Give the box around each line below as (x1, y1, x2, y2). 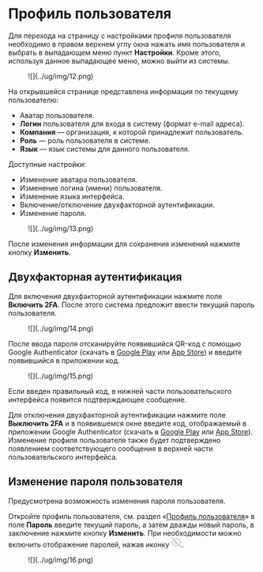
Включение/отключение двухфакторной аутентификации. (19, 199, 216, 210)
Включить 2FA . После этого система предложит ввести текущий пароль (8, 300, 255, 309)
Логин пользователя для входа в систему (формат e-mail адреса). (19, 119, 245, 128)
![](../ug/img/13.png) (28, 223, 94, 233)
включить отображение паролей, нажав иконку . (8, 540, 184, 549)
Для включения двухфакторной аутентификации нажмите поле (8, 291, 223, 301)
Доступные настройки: (8, 159, 87, 169)
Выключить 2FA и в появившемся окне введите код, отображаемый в (8, 419, 247, 428)
